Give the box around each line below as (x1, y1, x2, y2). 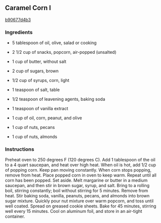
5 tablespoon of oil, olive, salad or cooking (12, 40, 97, 46)
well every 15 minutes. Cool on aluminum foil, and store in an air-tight (5, 208, 143, 214)
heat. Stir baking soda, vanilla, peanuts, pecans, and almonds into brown (5, 193, 150, 199)
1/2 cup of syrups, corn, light (12, 78, 70, 83)
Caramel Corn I (5, 4, 51, 12)
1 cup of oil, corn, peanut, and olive (12, 115, 82, 121)
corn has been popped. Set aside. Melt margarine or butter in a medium (5, 177, 148, 183)
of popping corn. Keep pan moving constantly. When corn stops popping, (5, 167, 151, 173)
